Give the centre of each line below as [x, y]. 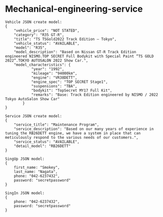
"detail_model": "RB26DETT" [42, 146]
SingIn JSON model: [25, 193]
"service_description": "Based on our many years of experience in [84, 129]
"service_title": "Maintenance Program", [56, 125]
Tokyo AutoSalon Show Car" [32, 99]
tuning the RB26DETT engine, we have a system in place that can [73, 133]
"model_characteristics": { [42, 65]
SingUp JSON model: [25, 159]
